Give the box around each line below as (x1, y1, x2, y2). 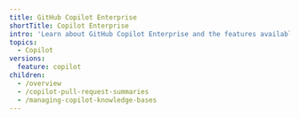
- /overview (17, 79, 62, 88)
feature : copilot (17, 63, 82, 72)
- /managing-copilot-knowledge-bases (17, 95, 158, 105)
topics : (9, 37, 38, 47)
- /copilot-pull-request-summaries (17, 87, 149, 96)
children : (9, 71, 46, 80)
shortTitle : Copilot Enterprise (9, 21, 129, 30)
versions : (9, 54, 46, 63)
